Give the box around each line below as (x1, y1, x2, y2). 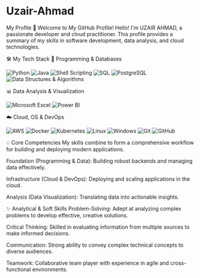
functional (6, 265, 31, 273)
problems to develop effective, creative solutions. (6, 211, 128, 219)
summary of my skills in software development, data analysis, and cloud (6, 37, 184, 44)
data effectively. (6, 163, 46, 171)
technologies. (6, 43, 40, 50)
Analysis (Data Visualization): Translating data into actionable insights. (6, 193, 180, 201)
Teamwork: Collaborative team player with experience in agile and (6, 259, 169, 267)
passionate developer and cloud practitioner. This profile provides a (6, 30, 173, 37)
